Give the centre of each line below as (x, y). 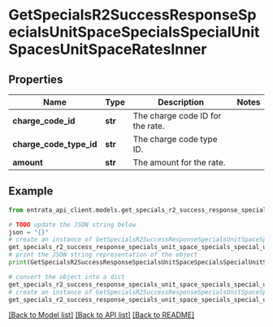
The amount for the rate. (179, 162)
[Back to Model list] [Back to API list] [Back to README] (102, 315)
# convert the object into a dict (67, 277)
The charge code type (175, 139)
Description (181, 102)
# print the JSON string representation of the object (103, 255)
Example (31, 191)
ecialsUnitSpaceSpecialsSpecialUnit (134, 32)
